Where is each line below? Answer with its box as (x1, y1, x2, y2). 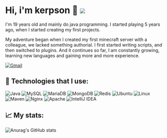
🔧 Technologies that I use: (5, 77, 89, 85)
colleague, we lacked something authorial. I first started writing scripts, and (5, 41, 162, 48)
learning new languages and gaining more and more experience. (5, 53, 140, 59)
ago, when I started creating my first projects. (5, 26, 101, 32)
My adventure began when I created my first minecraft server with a (5, 36, 148, 42)
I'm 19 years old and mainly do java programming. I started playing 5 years (5, 21, 160, 27)
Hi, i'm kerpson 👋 (5, 5, 78, 16)
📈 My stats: (5, 111, 44, 120)
